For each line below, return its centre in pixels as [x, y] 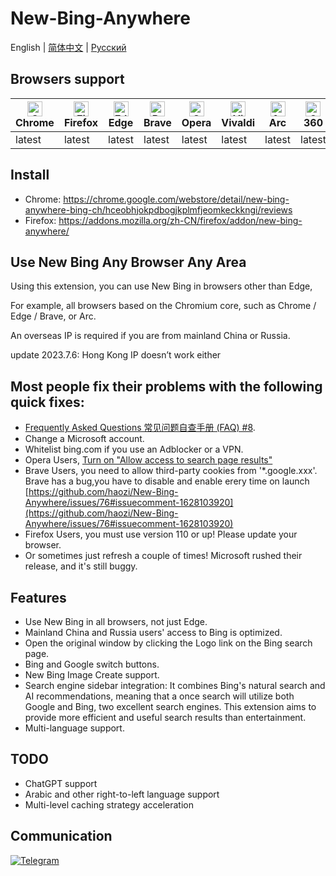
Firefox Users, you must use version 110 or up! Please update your [161, 534]
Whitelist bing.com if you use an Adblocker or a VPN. [134, 449]
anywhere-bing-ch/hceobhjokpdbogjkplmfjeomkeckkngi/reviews [158, 209]
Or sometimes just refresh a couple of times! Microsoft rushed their [163, 556]
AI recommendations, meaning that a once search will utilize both [159, 696]
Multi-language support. [74, 728]
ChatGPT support [61, 783]
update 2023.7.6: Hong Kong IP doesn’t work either [116, 355]
